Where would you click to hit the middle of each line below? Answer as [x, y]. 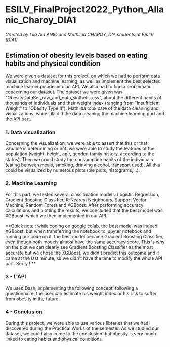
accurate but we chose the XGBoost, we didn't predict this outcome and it [82, 253]
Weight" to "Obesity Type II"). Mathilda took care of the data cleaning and [82, 108]
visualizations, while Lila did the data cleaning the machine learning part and [85, 113]
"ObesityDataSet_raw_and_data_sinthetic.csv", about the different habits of [83, 97]
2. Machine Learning [31, 183]
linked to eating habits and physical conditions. [54, 339]
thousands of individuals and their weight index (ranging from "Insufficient [83, 103]
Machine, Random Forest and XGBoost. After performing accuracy [74, 205]
